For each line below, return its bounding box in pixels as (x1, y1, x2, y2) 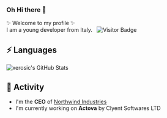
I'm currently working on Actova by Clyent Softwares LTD (15, 104, 161, 112)
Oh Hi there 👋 (6, 6, 46, 14)
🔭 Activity (6, 82, 45, 92)
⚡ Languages (6, 45, 57, 55)
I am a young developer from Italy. (6, 26, 93, 34)
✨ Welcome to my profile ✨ (6, 20, 75, 27)
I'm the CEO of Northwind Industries (15, 98, 107, 105)
